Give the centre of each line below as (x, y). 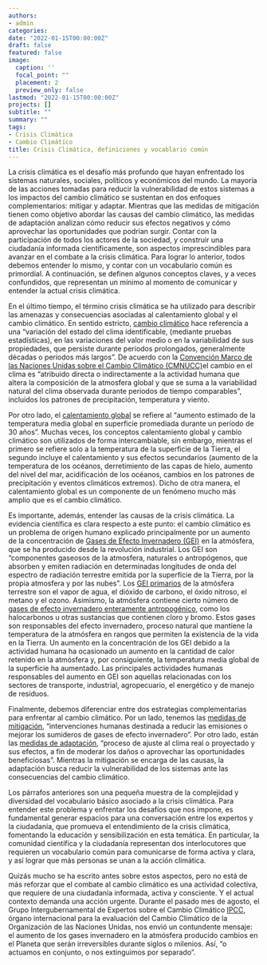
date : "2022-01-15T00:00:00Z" (59, 38)
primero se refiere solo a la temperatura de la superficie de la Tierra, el (124, 449)
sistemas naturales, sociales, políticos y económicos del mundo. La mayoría (133, 181)
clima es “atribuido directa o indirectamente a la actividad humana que (124, 374)
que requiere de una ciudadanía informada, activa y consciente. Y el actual (131, 893)
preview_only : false (49, 90)
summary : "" (28, 120)
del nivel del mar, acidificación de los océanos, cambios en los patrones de (132, 475)
